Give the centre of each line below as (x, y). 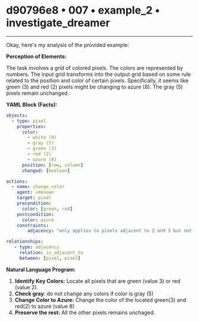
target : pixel (34, 198)
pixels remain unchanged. (38, 93)
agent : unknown (36, 192)
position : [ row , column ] (52, 165)
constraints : (33, 225)
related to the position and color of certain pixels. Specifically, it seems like (97, 80)
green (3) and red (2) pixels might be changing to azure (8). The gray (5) (94, 87)
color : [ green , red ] (47, 209)
